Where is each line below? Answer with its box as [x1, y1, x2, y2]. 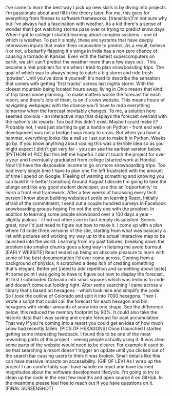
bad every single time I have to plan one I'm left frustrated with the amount [5, 168, 163, 174]
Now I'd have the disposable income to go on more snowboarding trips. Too [5, 162, 166, 168]
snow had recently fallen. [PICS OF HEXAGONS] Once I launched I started [5, 325, 162, 331]
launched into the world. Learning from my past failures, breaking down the [5, 238, 165, 244]
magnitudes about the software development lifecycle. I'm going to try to [5, 369, 159, 375]
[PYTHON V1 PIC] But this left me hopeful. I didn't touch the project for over [5, 151, 165, 157]
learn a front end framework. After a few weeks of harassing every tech [5, 190, 157, 195]
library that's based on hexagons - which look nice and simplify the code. [5, 287, 161, 294]
